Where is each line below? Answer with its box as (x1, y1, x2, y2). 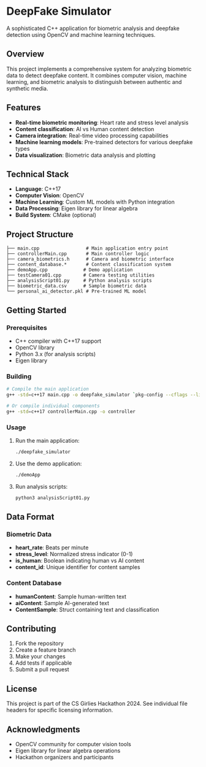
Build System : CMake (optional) (15, 212, 97, 219)
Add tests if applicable (15, 659, 72, 666)
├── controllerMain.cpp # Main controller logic (6, 251, 150, 257)
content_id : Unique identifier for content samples (15, 563, 140, 571)
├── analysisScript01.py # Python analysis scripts (6, 278, 152, 284)
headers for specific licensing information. (6, 706, 113, 714)
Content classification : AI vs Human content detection (15, 125, 154, 132)
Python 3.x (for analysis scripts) (15, 350, 96, 357)
